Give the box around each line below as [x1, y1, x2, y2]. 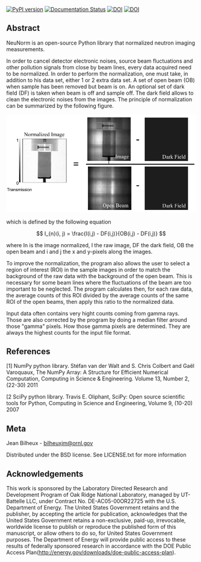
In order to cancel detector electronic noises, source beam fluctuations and [6, 57, 193, 65]
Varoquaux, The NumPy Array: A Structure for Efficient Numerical [6, 368, 169, 376]
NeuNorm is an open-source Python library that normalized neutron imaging [6, 39, 196, 46]
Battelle [6, 497, 25, 505]
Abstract [6, 23, 40, 33]
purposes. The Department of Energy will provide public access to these [6, 536, 186, 543]
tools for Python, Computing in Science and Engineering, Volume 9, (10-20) [6, 400, 193, 407]
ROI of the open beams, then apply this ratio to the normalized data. [6, 298, 175, 305]
